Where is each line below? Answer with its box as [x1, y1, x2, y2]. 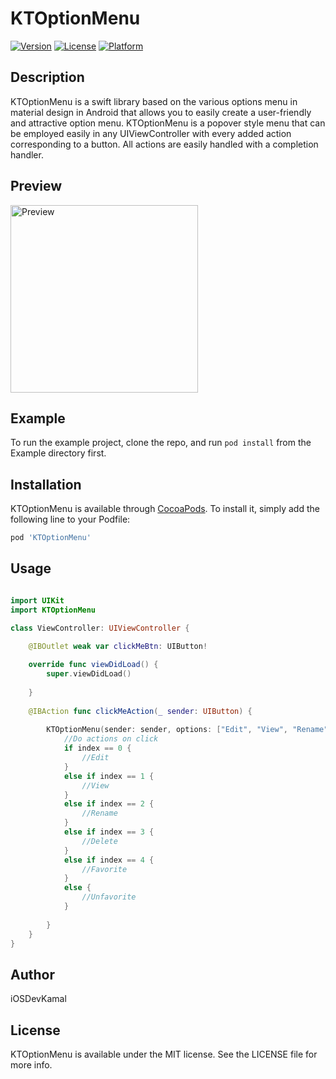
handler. [10, 148, 44, 161]
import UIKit [10, 595, 65, 606]
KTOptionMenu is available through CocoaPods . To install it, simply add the [10, 503, 320, 515]
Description [10, 69, 85, 86]
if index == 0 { [63, 743, 132, 754]
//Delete [81, 836, 118, 846]
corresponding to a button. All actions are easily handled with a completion [10, 138, 319, 150]
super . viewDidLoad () [46, 669, 132, 679]
